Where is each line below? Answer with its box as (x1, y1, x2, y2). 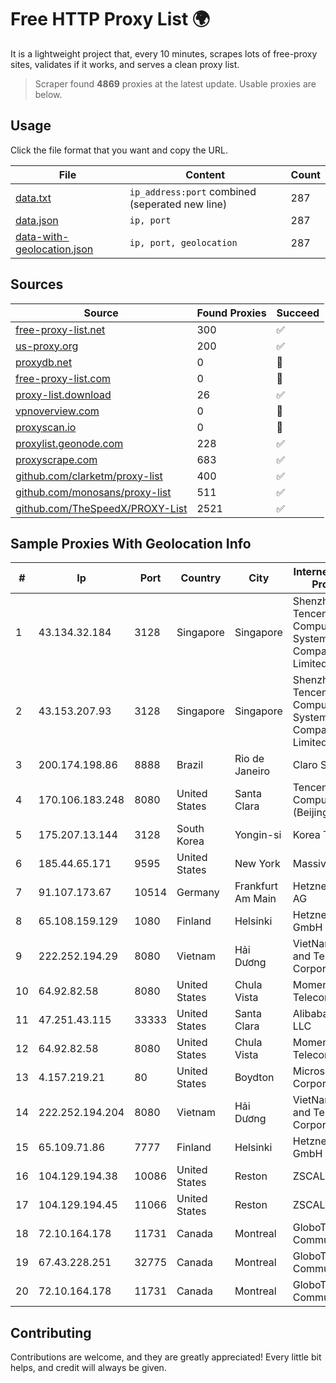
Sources (10, 276, 64, 293)
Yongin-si (234, 828, 282, 842)
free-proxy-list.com (15, 371, 112, 385)
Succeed (276, 306, 320, 320)
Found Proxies (196, 306, 267, 320)
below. (34, 88, 63, 100)
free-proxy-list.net (15, 322, 106, 336)
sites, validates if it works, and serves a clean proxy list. (10, 58, 240, 70)
